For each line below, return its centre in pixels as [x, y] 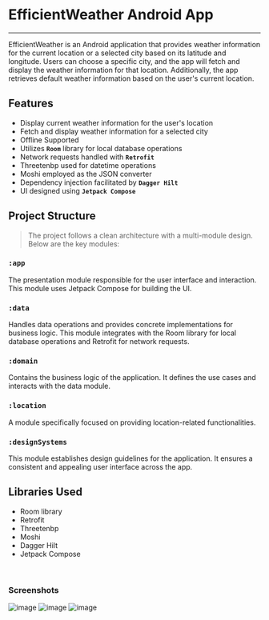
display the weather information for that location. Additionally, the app [123, 70]
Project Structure [52, 216]
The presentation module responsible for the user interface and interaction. [132, 280]
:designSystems [38, 442]
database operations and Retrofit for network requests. [99, 342]
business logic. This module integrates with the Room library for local [122, 333]
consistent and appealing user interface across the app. [100, 467]
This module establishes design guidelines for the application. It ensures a [131, 458]
